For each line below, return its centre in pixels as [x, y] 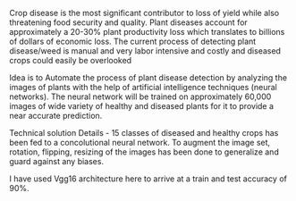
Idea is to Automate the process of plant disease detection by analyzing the [148, 78]
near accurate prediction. [56, 116]
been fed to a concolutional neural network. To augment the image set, [140, 142]
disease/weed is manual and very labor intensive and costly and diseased [145, 51]
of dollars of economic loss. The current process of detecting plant [133, 41]
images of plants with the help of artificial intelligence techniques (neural [143, 87]
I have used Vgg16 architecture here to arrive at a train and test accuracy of [148, 179]
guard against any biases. [57, 161]
